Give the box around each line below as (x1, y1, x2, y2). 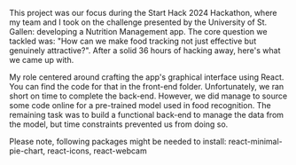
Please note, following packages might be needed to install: (9, 137, 227, 146)
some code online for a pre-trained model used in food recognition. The (9, 100, 272, 110)
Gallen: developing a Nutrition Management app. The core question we (9, 27, 268, 36)
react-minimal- (228, 137, 283, 146)
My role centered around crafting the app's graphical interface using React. (9, 72, 284, 82)
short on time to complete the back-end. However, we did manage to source (9, 90, 288, 101)
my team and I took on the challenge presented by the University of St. (9, 17, 268, 27)
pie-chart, (9, 145, 46, 156)
